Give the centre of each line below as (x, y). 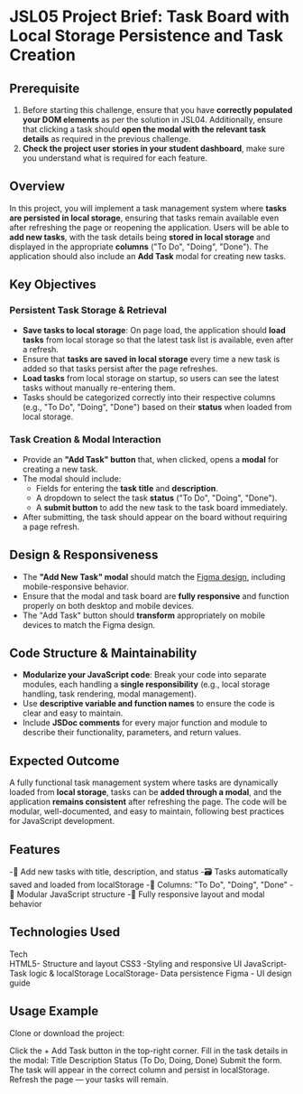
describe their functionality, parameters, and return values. (132, 733)
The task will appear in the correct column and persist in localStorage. (140, 1070)
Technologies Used (64, 932)
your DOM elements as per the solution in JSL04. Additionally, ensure (152, 120)
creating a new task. (60, 469)
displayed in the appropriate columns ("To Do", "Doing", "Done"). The (139, 247)
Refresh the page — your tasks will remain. (89, 1079)
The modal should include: (72, 478)
